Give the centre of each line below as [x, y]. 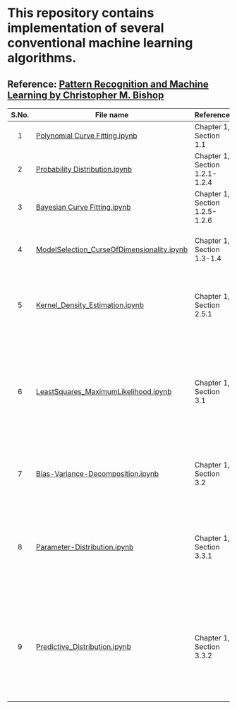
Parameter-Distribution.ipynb [85, 547]
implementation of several [86, 28]
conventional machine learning [100, 43]
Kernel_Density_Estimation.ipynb [90, 305]
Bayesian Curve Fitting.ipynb [84, 207]
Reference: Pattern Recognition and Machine [108, 84]
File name [112, 115]
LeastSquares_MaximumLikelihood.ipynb [104, 392]
